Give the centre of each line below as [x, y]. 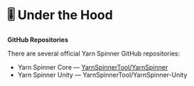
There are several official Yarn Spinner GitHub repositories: [93, 53]
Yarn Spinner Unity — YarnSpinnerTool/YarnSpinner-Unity [102, 75]
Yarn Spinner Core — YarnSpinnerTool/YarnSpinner [93, 67]
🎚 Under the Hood [60, 15]
